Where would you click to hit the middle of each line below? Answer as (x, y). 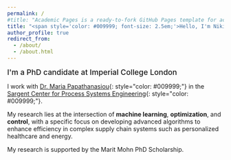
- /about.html (33, 52)
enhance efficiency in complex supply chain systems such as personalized (113, 128)
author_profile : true (38, 33)
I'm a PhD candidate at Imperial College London (92, 72)
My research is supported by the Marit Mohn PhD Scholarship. (96, 149)
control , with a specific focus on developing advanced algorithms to (104, 122)
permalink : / (26, 13)
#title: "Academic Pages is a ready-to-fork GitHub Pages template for (112, 20)
